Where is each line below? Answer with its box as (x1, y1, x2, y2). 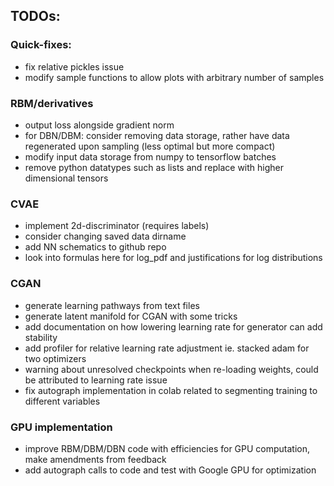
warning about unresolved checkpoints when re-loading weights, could (24, 363, 319, 375)
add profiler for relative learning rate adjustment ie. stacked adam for (24, 342, 310, 354)
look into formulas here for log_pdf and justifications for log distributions (24, 252, 323, 264)
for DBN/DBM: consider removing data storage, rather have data (24, 129, 290, 141)
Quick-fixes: (10, 38, 72, 52)
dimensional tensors (24, 172, 109, 184)
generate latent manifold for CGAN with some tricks (24, 310, 238, 322)
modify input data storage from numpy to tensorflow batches (24, 150, 277, 163)
